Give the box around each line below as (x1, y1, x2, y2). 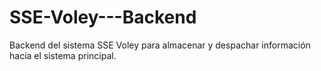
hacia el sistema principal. (9, 49, 117, 61)
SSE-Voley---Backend (9, 6, 197, 29)
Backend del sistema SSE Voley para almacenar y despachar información (9, 39, 311, 51)
